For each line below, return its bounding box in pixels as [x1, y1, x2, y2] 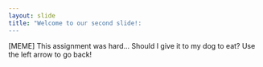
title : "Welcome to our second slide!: [8, 19, 142, 27]
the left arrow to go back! [8, 49, 92, 59]
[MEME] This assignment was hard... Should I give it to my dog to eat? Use [8, 41, 256, 50]
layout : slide [8, 11, 56, 20]
